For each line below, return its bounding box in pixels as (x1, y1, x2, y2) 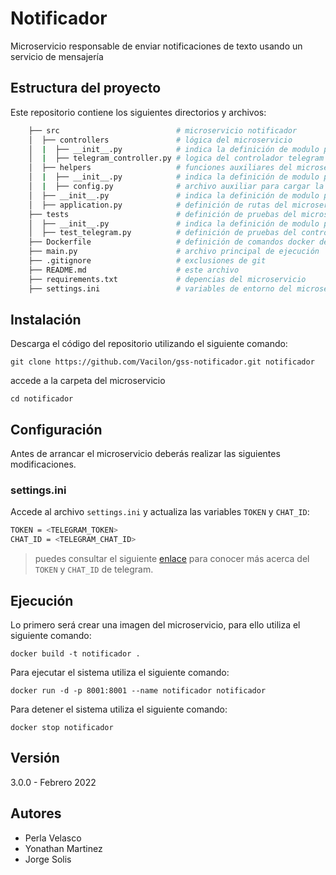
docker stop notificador (10, 722, 114, 732)
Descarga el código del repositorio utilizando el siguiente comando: (10, 338, 288, 350)
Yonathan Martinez (24, 842, 103, 854)
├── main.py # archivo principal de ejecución (28, 247, 320, 257)
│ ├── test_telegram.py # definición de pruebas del (28, 228, 298, 238)
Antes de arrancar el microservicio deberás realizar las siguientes (10, 448, 281, 460)
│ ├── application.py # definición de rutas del (28, 200, 288, 210)
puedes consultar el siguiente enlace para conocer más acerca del (34, 553, 310, 565)
